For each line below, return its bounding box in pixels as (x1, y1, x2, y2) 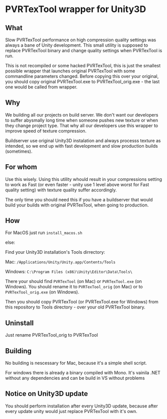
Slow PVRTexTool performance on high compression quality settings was (5, 37, 156, 43)
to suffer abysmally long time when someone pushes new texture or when (5, 117, 158, 123)
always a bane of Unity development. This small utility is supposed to (5, 42, 148, 48)
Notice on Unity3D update (5, 389, 88, 398)
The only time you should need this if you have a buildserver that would (5, 196, 153, 202)
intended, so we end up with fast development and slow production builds (5, 143, 158, 149)
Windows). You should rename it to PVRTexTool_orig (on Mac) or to (5, 284, 143, 290)
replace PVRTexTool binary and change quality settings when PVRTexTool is (5, 48, 162, 53)
